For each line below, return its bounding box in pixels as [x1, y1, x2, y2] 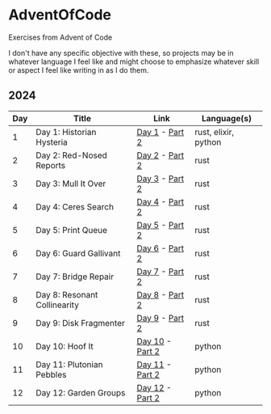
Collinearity [35, 299, 79, 310]
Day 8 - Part [136, 289, 185, 300]
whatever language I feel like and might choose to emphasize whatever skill [8, 57, 260, 66]
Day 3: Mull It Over [35, 178, 106, 189]
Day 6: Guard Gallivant [35, 247, 121, 259]
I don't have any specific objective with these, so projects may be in [8, 48, 234, 57]
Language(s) [201, 112, 252, 124]
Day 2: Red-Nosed [35, 150, 107, 161]
